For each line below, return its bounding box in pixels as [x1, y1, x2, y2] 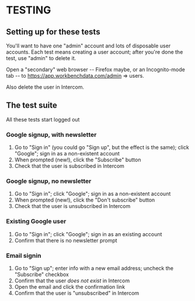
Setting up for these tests [6, 27, 100, 37]
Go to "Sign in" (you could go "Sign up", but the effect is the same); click [14, 144, 190, 151]
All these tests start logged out [6, 116, 80, 123]
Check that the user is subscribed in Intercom [14, 162, 124, 169]
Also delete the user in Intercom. [6, 84, 85, 91]
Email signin [6, 251, 41, 260]
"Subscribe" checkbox [14, 271, 69, 278]
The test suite [6, 101, 57, 110]
